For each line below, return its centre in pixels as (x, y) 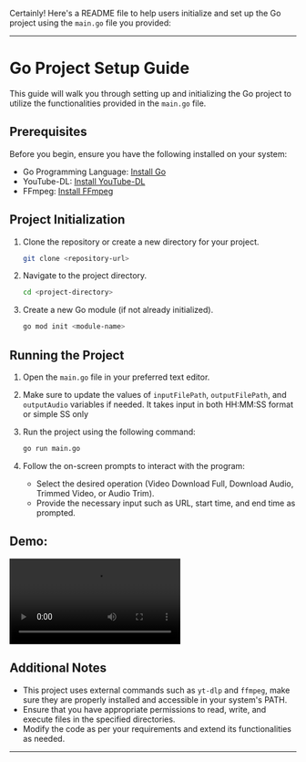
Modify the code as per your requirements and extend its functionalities (157, 728)
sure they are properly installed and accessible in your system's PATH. (155, 699)
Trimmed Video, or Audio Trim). (95, 493)
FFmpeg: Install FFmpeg (68, 191)
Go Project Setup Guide (99, 68)
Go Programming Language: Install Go (94, 172)
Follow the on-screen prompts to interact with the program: (134, 465)
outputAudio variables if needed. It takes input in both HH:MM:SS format (158, 404)
